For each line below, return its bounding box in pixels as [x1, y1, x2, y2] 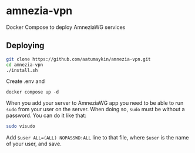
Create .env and [6, 78, 45, 85]
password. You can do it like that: [6, 112, 87, 119]
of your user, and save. [6, 140, 62, 148]
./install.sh [6, 67, 38, 73]
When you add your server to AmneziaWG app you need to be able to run [6, 99, 184, 107]
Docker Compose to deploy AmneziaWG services [6, 24, 126, 31]
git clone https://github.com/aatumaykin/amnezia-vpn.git [6, 56, 151, 62]
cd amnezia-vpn [6, 62, 43, 68]
